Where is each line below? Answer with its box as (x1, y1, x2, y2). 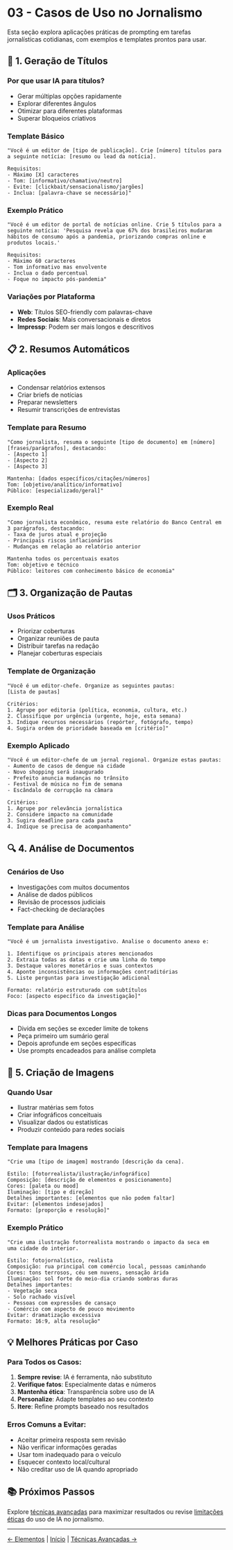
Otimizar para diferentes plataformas (17, 106, 123, 115)
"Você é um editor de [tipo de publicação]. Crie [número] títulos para (7, 147, 222, 154)
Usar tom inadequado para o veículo (17, 1450, 121, 1458)
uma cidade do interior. (7, 1245, 79, 1252)
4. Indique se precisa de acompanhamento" (7, 823, 132, 830)
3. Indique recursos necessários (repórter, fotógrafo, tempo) (7, 718, 194, 725)
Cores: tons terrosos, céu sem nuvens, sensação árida (7, 1269, 169, 1276)
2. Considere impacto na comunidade (7, 811, 113, 818)
